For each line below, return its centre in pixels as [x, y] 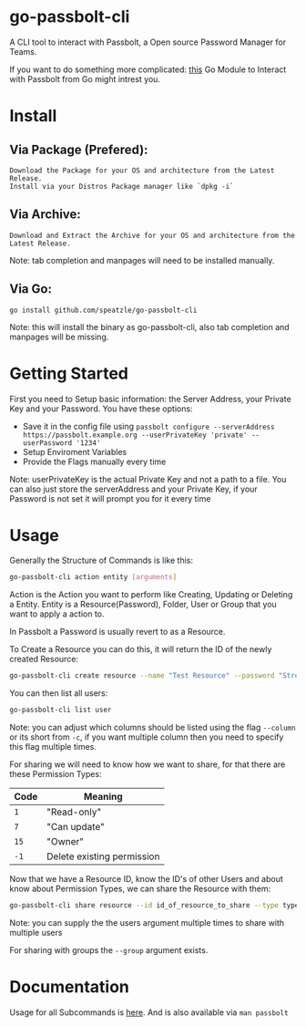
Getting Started [69, 373]
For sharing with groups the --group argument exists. [109, 949]
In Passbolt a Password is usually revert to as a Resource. [117, 632]
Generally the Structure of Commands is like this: [102, 560]
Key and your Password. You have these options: [101, 409]
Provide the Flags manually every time [94, 462]
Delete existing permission [103, 856]
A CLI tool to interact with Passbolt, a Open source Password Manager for [148, 42]
